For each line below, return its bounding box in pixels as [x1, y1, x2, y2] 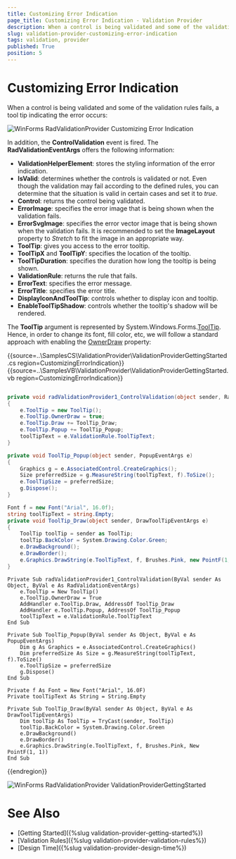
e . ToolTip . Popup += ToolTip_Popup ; [20, 426, 124, 433]
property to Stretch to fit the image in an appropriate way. [17, 234, 185, 242]
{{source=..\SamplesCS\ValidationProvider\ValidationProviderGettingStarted [7, 351, 228, 359]
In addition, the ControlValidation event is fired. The [7, 138, 159, 147]
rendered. [17, 309, 46, 317]
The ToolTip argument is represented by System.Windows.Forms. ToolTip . [7, 322, 221, 331]
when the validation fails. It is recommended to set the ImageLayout [17, 226, 216, 235]
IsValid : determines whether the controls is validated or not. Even [17, 174, 207, 183]
